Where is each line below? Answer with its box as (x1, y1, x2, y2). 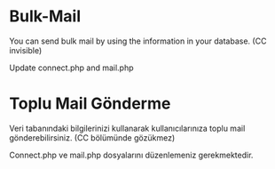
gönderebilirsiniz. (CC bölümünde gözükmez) (9, 132, 176, 143)
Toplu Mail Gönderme (9, 93, 171, 114)
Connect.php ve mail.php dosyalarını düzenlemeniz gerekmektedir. (9, 149, 254, 160)
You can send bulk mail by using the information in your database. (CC (9, 36, 267, 46)
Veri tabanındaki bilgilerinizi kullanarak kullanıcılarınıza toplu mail (9, 123, 246, 133)
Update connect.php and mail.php (9, 62, 135, 73)
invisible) (9, 44, 43, 55)
